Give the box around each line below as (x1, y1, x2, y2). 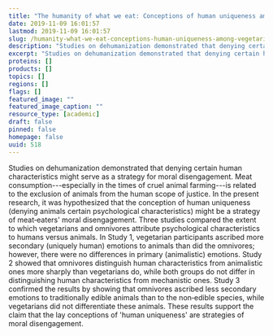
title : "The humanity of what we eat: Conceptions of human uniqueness (8, 11, 256, 20)
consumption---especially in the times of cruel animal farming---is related (8, 180, 257, 190)
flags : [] (8, 87, 42, 96)
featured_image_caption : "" (8, 103, 104, 111)
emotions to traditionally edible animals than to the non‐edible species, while (8, 292, 265, 302)
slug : (8, 34, 27, 43)
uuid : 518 (8, 140, 42, 149)
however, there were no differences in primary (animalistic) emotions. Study (8, 249, 262, 259)
